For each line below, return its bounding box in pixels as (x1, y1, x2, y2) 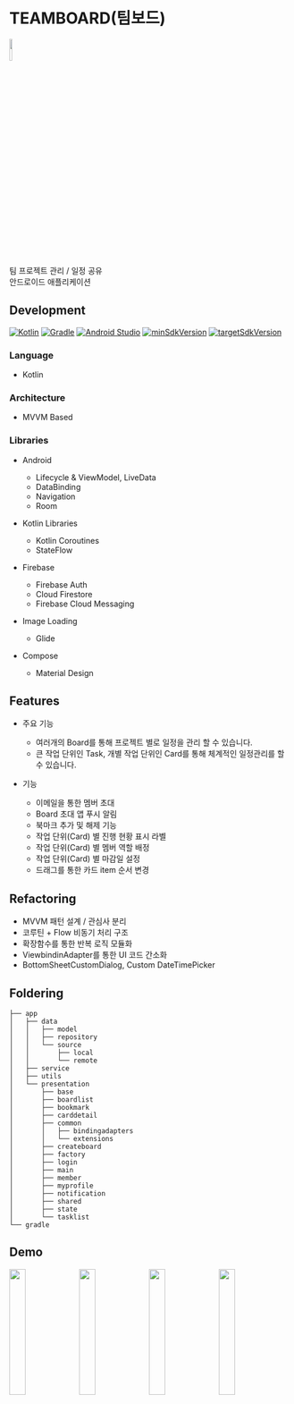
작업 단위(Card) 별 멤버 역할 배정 (35, 842, 150, 853)
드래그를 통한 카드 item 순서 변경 (35, 865, 150, 875)
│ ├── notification (9, 1189, 105, 1198)
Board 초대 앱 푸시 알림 (35, 808, 118, 819)
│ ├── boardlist (9, 1095, 94, 1104)
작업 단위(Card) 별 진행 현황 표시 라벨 (35, 831, 167, 842)
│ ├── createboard (9, 1142, 102, 1152)
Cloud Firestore (35, 588, 93, 599)
